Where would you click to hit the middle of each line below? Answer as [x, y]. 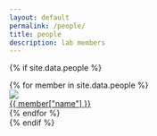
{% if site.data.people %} [56, 68]
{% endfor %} [35, 114]
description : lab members [57, 42]
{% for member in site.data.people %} [79, 85]
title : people [36, 34]
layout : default [39, 17]
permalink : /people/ [48, 26]
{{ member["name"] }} [50, 104]
